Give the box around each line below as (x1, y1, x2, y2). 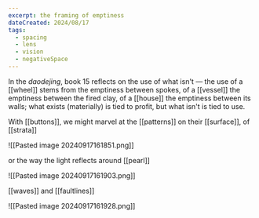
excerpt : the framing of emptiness (8, 11, 125, 20)
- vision (15, 48, 44, 56)
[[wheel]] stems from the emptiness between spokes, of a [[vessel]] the (8, 85, 241, 94)
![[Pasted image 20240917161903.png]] (8, 170, 136, 180)
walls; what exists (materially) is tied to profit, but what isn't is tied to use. (8, 101, 246, 111)
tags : (8, 26, 26, 34)
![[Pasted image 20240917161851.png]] (8, 140, 135, 150)
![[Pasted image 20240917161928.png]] (8, 201, 136, 210)
